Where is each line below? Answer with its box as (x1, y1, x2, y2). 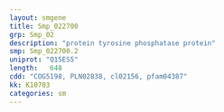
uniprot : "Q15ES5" (9, 55, 79, 64)
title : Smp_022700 (9, 22, 79, 31)
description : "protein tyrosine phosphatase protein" (9, 38, 217, 48)
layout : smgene (9, 13, 67, 23)
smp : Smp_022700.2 (9, 47, 79, 56)
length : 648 (9, 64, 63, 73)
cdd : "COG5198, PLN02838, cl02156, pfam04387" (9, 72, 188, 81)
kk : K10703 (9, 80, 51, 89)
